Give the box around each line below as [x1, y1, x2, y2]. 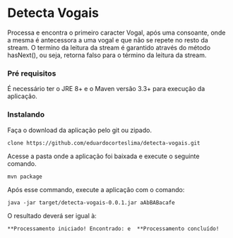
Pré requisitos [7, 69, 56, 78]
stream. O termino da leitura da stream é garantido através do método [7, 43, 210, 52]
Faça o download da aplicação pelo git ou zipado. [7, 126, 152, 134]
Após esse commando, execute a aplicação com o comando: [7, 185, 185, 194]
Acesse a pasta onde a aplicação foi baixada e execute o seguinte [7, 152, 200, 160]
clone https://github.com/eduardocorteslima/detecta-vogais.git [7, 139, 201, 146]
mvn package [7, 173, 42, 180]
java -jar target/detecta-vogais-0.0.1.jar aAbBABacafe [7, 199, 175, 206]
